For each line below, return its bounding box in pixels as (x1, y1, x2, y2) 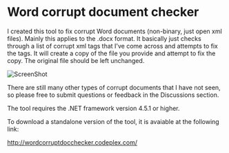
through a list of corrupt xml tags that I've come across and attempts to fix (7, 42, 219, 50)
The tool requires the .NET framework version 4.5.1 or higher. (7, 104, 180, 112)
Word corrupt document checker (7, 4, 199, 20)
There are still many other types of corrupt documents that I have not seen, (7, 83, 221, 91)
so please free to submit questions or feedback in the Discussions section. (7, 91, 219, 99)
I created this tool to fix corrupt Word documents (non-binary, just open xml (7, 27, 222, 35)
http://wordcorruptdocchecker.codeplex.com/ (7, 138, 138, 146)
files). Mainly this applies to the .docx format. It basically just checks (7, 34, 201, 42)
